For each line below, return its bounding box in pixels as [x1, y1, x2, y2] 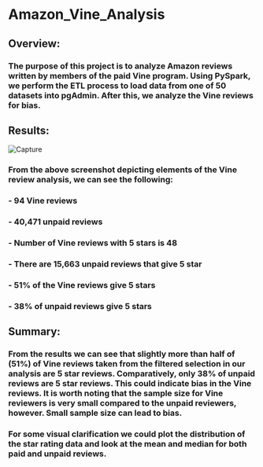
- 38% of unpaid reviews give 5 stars [8, 300, 152, 311]
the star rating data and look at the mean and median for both [8, 439, 247, 449]
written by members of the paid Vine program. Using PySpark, [8, 70, 251, 81]
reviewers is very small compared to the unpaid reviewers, [8, 398, 237, 409]
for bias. [8, 100, 41, 111]
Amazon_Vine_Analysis [8, 6, 165, 24]
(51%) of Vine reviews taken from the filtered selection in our [8, 359, 246, 370]
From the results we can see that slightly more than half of [8, 348, 235, 359]
